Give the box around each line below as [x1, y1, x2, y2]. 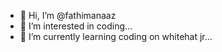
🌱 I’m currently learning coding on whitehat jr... [19, 31, 213, 42]
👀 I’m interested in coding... [19, 20, 133, 32]
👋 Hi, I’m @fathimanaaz [19, 10, 117, 21]
